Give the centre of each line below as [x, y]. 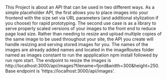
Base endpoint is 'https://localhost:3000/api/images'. [60, 71]
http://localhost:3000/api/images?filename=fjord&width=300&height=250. [82, 65]
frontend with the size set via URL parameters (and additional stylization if [82, 18]
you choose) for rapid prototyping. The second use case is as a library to [81, 23]
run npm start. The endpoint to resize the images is [58, 60]
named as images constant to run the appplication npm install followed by [82, 55]
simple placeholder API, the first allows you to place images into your [77, 12]
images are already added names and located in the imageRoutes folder [80, 50]
